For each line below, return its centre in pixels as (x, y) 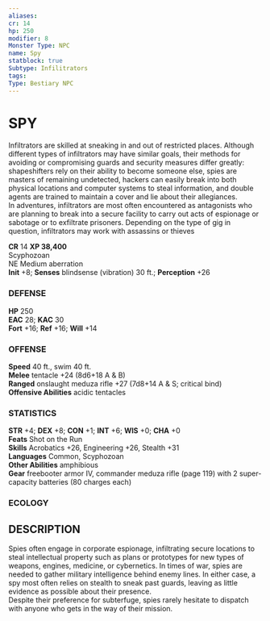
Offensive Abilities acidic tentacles (67, 393)
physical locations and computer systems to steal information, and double (131, 188)
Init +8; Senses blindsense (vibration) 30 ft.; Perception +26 (110, 273)
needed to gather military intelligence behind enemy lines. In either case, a (132, 574)
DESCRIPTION (44, 529)
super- (250, 473)
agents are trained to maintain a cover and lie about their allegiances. (123, 197)
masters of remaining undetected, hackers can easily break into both (123, 180)
